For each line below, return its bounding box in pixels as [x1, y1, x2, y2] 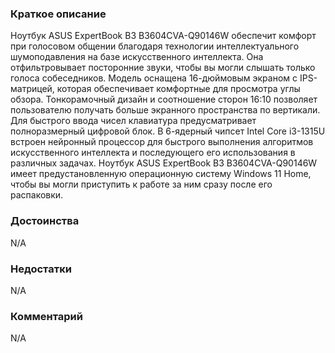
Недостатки [10, 262, 72, 276]
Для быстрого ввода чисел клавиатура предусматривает [10, 115, 257, 127]
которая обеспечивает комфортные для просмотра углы [56, 83, 301, 95]
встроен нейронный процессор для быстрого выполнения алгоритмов [10, 136, 314, 148]
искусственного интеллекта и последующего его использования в [10, 147, 296, 159]
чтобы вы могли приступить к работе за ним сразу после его [10, 178, 273, 191]
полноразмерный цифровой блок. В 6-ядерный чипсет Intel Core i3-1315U [10, 125, 326, 137]
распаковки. [10, 189, 64, 201]
